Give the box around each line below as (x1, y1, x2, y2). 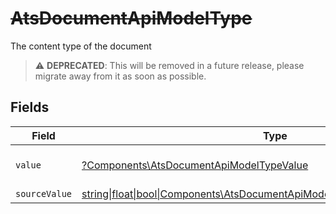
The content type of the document (10, 40, 152, 52)
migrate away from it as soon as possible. (34, 70, 207, 82)
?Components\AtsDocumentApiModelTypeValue (81, 158, 309, 172)
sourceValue (15, 188, 73, 199)
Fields (10, 99, 50, 116)
